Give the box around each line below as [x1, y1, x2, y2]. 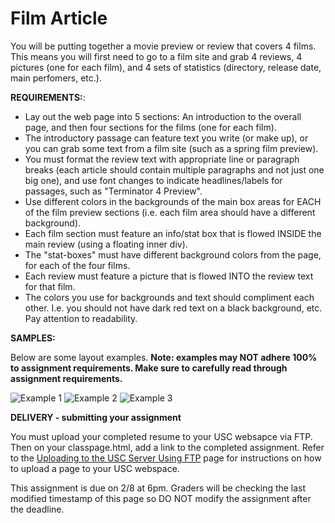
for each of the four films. [24, 259, 131, 271]
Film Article [10, 7, 108, 30]
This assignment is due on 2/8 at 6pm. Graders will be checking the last [10, 482, 307, 494]
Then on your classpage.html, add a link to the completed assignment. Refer [10, 441, 325, 453]
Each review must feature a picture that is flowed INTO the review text [24, 270, 314, 282]
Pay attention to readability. [24, 312, 138, 324]
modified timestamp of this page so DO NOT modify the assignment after [10, 492, 312, 504]
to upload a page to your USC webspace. [10, 462, 180, 474]
